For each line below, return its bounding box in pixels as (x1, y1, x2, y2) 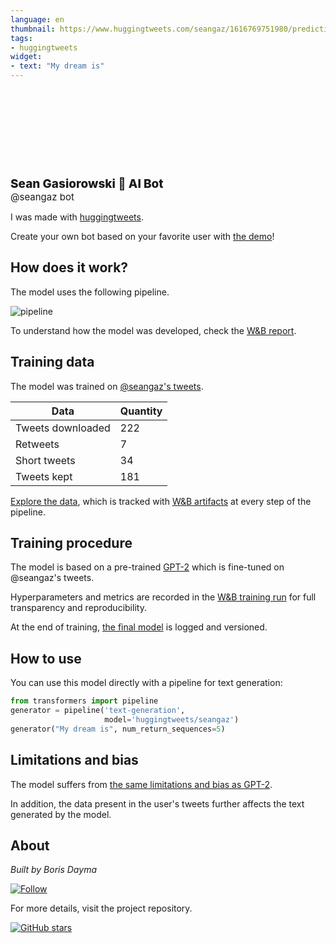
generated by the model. (10, 808, 112, 820)
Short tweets (15, 453, 76, 467)
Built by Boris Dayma (10, 864, 97, 876)
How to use (10, 650, 82, 667)
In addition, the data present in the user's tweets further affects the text (10, 797, 305, 810)
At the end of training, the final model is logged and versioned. (10, 621, 268, 633)
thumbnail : (10, 24, 56, 34)
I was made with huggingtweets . (10, 211, 144, 223)
